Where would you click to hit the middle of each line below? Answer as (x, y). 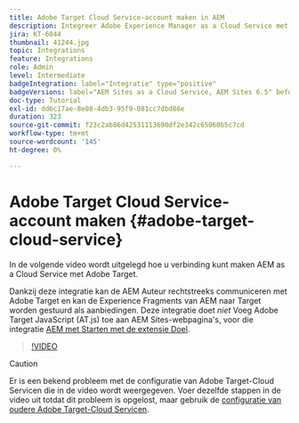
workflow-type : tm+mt (49, 134)
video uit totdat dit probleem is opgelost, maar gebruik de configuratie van (145, 399)
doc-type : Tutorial (45, 100)
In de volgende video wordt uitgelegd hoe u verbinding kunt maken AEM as (147, 264)
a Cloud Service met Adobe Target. (74, 273)
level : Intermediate (48, 76)
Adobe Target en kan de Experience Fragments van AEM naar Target (135, 300)
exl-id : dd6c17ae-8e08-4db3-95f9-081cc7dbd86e (97, 109)
